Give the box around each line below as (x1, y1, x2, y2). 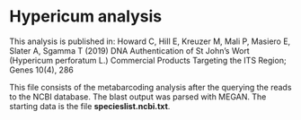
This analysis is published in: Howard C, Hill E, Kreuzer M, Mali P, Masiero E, (9, 36, 291, 47)
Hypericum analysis (9, 6, 163, 27)
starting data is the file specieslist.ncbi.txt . (9, 100, 171, 111)
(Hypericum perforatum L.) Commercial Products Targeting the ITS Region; (9, 55, 287, 65)
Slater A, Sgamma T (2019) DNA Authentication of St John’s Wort (9, 45, 250, 56)
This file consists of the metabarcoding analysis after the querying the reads (9, 81, 292, 92)
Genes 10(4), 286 (9, 64, 75, 75)
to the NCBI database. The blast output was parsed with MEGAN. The (9, 91, 267, 102)
